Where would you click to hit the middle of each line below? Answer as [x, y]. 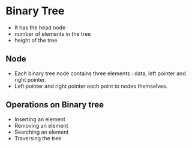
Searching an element [41, 132]
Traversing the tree [38, 138]
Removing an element [41, 125]
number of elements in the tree [52, 33]
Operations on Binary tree [55, 105]
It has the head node [40, 27]
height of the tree [36, 40]
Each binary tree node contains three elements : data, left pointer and [100, 73]
